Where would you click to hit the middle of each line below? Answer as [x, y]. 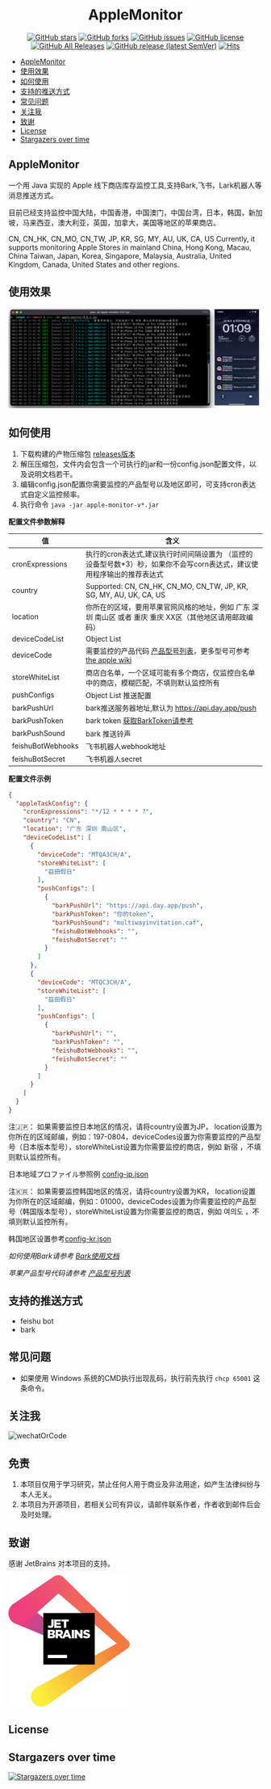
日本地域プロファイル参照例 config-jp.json [79, 1174]
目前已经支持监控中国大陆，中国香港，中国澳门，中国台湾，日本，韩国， [128, 213]
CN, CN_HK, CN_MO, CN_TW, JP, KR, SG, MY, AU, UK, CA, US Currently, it [132, 238]
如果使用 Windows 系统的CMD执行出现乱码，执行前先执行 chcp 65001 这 [140, 1378]
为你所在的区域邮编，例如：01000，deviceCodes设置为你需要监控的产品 [129, 1201]
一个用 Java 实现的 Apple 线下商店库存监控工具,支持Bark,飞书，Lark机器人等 [135, 185]
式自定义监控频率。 [52, 494]
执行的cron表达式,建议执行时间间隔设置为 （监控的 [169, 554]
